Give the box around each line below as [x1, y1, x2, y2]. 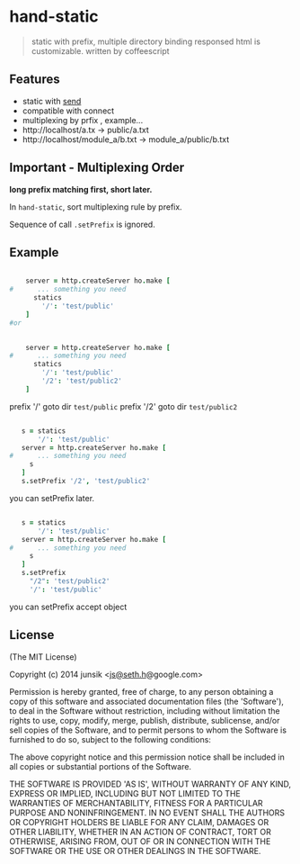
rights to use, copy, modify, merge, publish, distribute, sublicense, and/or [9, 715, 280, 725]
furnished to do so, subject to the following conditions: [9, 733, 211, 744]
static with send [22, 95, 82, 106]
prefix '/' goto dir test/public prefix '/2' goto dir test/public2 [9, 400, 238, 411]
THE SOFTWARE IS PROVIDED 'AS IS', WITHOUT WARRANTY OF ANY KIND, [9, 778, 292, 789]
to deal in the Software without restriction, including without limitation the [9, 705, 280, 716]
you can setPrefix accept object [9, 601, 128, 612]
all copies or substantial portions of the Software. [9, 760, 191, 771]
